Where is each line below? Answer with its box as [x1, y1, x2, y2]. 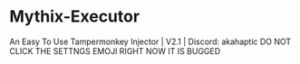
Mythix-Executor [9, 6, 140, 27]
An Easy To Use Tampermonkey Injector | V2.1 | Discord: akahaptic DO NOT [9, 36, 292, 47]
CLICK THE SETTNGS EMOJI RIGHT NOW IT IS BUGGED [9, 45, 221, 56]
